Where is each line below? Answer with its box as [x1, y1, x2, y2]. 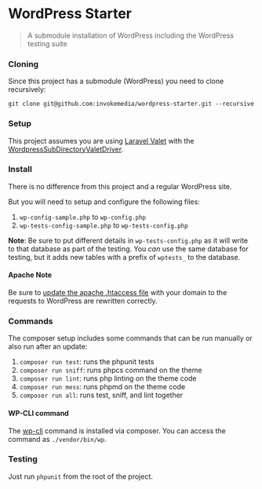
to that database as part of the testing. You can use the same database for [8, 244, 249, 254]
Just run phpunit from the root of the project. [8, 472, 153, 481]
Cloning [8, 58, 39, 69]
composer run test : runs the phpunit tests [19, 357, 155, 367]
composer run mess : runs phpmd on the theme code [19, 382, 186, 392]
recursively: [8, 85, 46, 94]
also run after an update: [8, 342, 88, 352]
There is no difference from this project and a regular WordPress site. [8, 181, 232, 191]
